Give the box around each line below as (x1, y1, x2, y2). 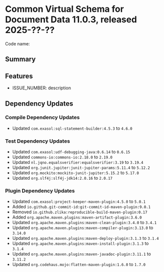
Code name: (5, 40, 30, 46)
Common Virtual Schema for (5, 3, 124, 15)
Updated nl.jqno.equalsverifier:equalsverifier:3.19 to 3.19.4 (12, 159, 144, 165)
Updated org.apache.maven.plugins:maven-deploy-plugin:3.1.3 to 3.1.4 (12, 235, 159, 241)
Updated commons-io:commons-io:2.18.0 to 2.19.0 (12, 154, 113, 160)
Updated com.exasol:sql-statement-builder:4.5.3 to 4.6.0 (12, 125, 132, 131)
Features (5, 72, 33, 80)
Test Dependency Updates (5, 137, 70, 144)
